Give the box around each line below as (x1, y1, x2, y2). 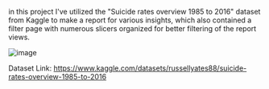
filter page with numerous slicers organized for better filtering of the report (8, 24, 257, 33)
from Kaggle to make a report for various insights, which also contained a (8, 15, 252, 25)
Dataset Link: (8, 63, 52, 73)
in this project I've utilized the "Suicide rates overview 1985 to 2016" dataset (8, 7, 261, 16)
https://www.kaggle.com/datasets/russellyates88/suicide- (53, 63, 247, 73)
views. (8, 32, 31, 42)
